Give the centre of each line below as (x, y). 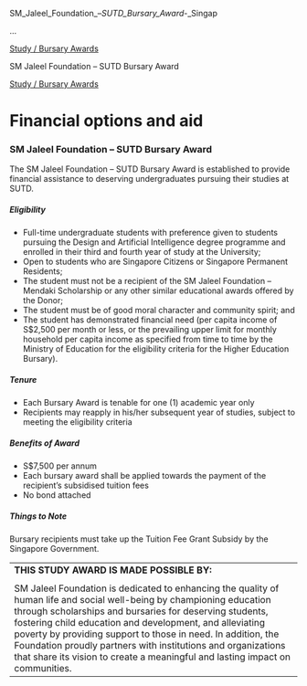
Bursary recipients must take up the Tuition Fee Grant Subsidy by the (139, 539)
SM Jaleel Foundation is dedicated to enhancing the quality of (147, 588)
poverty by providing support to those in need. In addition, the (147, 634)
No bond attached (57, 495)
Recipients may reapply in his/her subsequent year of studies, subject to (159, 412)
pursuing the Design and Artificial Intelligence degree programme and (154, 242)
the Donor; (43, 301)
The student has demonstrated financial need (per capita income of (150, 320)
